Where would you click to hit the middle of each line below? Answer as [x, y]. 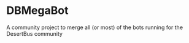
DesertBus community [35, 33]
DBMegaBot [37, 11]
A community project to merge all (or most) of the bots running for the [94, 27]
